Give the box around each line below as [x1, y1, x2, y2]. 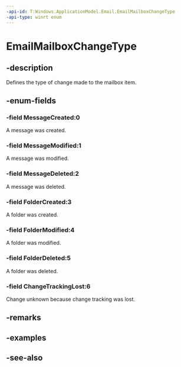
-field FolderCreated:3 [6, 198, 72, 206]
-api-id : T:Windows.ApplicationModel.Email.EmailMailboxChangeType [6, 8, 176, 15]
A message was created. [6, 127, 67, 134]
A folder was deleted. [6, 267, 58, 274]
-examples [6, 333, 47, 343]
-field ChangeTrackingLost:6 [6, 282, 91, 290]
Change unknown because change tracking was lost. [6, 296, 136, 303]
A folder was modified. [6, 240, 61, 247]
